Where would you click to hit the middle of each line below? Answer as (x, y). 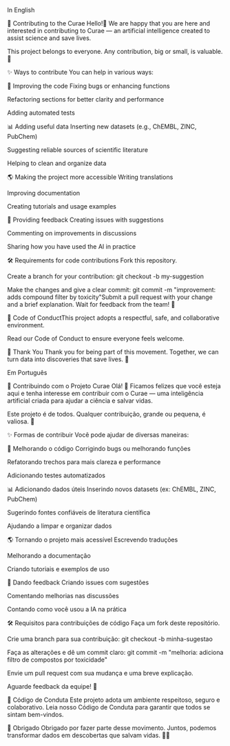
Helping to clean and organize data (57, 163)
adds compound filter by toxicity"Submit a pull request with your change (110, 297)
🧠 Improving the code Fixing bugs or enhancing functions (88, 86)
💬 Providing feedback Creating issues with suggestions (85, 220)
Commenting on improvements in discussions (72, 233)
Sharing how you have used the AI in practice (72, 247)
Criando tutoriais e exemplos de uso (59, 569)
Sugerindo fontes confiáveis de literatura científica (79, 513)
